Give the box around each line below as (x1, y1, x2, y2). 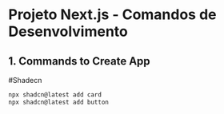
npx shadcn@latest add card (8, 91, 102, 99)
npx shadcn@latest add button (8, 98, 110, 106)
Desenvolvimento (8, 22, 128, 41)
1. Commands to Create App (8, 54, 150, 68)
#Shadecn (8, 76, 42, 85)
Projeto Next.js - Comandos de (8, 6, 218, 24)
